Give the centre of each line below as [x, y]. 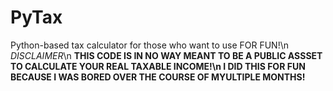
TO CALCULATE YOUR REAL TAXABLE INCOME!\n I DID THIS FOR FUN [158, 66]
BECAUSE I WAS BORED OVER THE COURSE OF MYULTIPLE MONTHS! [158, 77]
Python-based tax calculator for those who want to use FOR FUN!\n [149, 45]
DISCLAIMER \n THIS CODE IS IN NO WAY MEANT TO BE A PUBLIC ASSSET [166, 55]
